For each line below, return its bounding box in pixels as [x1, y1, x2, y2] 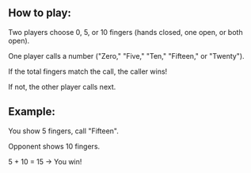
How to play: [8, 6, 71, 20]
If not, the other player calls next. [8, 82, 116, 91]
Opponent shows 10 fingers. [8, 141, 101, 151]
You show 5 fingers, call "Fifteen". [8, 126, 119, 136]
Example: [8, 105, 55, 118]
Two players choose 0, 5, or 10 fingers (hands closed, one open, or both [8, 27, 243, 37]
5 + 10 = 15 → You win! [8, 156, 82, 166]
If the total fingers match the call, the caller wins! [8, 67, 168, 76]
